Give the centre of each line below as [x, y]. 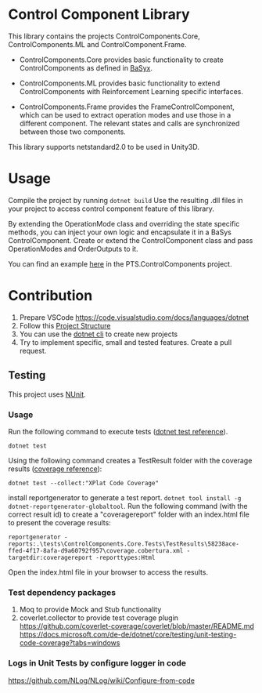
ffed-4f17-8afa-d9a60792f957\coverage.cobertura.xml [96, 550]
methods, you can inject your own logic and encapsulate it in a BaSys [120, 232]
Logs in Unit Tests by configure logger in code [97, 663]
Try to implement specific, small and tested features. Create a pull [126, 342]
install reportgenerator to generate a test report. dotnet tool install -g [125, 497]
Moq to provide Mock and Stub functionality [90, 610]
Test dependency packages [62, 592]
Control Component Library [99, 15]
